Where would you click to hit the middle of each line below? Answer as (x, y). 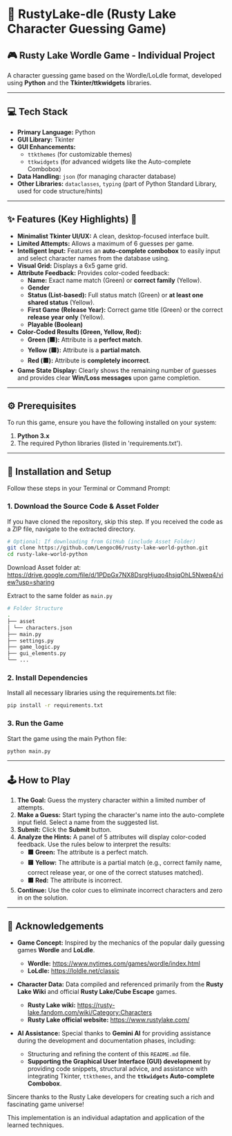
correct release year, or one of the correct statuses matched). (115, 873)
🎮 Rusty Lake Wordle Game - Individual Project (111, 55)
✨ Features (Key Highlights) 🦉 (72, 219)
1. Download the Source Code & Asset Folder (83, 507)
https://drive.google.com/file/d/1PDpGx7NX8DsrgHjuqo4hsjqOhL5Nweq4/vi (115, 575)
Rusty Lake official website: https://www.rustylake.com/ (108, 1020)
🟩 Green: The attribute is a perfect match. (88, 853)
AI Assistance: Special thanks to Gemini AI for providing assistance (114, 1033)
